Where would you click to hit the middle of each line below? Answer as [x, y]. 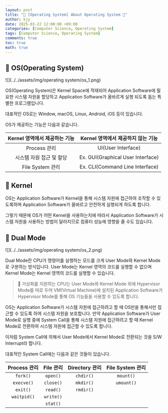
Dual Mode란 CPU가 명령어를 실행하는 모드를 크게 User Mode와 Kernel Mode [83, 260]
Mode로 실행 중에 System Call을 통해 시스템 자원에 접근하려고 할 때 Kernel [79, 320]
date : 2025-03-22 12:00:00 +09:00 [42, 24]
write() [53, 397]
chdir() [85, 376]
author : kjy [18, 19]
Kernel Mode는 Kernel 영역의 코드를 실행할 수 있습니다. [60, 273]
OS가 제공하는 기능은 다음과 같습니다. [42, 125]
